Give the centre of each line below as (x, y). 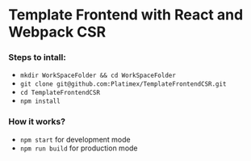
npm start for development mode (75, 139)
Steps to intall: (37, 57)
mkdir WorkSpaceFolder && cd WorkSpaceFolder (98, 76)
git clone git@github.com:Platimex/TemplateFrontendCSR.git (123, 84)
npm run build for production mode (79, 148)
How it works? (37, 121)
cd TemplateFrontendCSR (60, 93)
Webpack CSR (57, 32)
